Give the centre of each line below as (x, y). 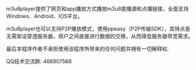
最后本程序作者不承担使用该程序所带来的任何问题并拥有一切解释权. (88, 49)
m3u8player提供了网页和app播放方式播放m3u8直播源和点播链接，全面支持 (97, 9)
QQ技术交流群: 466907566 (39, 61)
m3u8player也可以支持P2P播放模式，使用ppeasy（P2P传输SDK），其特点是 (98, 29)
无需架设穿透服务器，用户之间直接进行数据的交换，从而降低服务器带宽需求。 (100, 36)
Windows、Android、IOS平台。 (45, 16)
